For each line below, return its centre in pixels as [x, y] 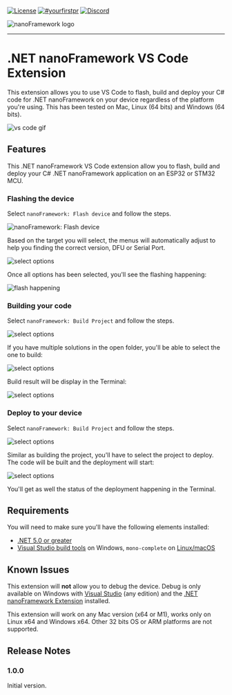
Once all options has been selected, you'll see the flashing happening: [107, 275]
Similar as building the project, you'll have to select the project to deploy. [110, 455]
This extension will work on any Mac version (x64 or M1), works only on [109, 614]
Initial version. [27, 685]
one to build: [25, 355]
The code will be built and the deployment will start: [81, 462]
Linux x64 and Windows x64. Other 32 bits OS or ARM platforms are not [110, 622]
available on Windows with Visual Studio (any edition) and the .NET [103, 593]
